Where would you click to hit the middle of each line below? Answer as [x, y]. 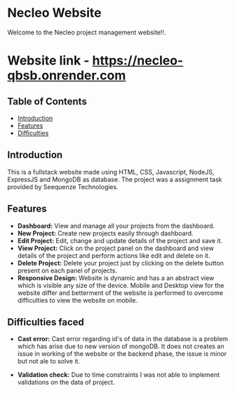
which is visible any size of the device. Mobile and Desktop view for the [121, 285]
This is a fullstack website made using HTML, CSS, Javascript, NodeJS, [111, 172]
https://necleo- [138, 61]
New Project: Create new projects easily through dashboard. [106, 233]
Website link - [48, 61]
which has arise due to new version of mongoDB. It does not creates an [121, 346]
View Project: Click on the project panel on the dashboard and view [115, 248]
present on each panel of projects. [67, 270]
